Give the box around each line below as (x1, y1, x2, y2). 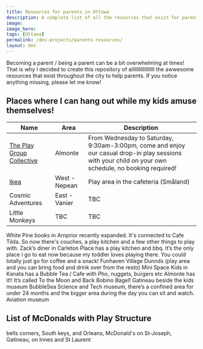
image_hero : (6, 25, 36, 32)
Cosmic (9, 191, 31, 200)
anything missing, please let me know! (6, 78, 101, 85)
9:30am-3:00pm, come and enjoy (88, 141, 185, 149)
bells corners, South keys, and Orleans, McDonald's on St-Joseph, (6, 329, 172, 336)
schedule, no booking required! (88, 164, 177, 172)
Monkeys (9, 216, 36, 224)
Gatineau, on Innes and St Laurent (6, 336, 91, 343)
